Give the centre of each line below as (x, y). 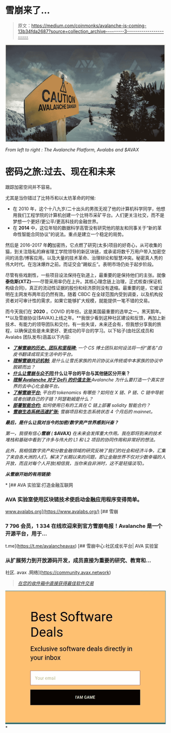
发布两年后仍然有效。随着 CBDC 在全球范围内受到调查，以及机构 (91, 295)
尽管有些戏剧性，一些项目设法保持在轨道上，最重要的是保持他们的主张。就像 (85, 275)
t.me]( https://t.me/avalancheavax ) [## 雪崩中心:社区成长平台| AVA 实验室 (82, 546)
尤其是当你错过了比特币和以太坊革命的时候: (51, 198)
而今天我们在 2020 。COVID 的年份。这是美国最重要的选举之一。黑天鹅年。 (85, 311)
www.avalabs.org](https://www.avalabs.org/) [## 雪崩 (62, 511)
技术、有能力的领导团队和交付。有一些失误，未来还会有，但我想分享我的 (81, 324)
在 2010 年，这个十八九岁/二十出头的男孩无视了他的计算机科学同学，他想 (89, 209)
